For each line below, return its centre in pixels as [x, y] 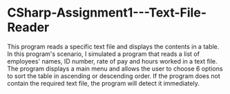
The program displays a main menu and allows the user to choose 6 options [115, 68]
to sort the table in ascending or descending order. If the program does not [114, 76]
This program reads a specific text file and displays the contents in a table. [113, 46]
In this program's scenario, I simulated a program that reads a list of [104, 54]
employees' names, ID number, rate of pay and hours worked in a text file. [112, 61]
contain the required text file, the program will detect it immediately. [104, 83]
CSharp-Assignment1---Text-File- [107, 13]
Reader [28, 27]
